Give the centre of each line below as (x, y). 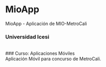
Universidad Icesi (27, 37)
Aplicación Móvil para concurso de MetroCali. (53, 59)
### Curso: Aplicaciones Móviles (40, 53)
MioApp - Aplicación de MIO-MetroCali (46, 24)
